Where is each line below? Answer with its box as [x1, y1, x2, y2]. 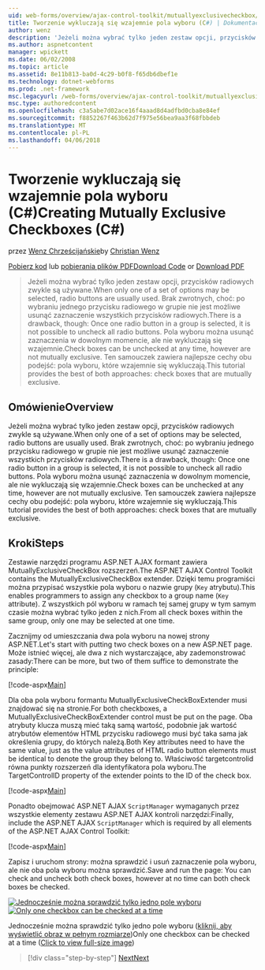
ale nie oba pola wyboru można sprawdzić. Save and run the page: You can [8, 865, 252, 875]
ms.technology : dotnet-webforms [8, 77, 114, 85]
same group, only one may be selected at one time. [8, 616, 175, 625]
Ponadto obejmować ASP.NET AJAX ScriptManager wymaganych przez [8, 801, 240, 811]
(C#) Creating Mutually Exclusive [8, 203, 226, 222]
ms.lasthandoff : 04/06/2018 [8, 136, 101, 144]
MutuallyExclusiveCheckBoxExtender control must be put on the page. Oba [8, 712, 253, 722]
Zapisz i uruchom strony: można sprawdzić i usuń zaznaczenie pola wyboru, [8, 857, 257, 867]
